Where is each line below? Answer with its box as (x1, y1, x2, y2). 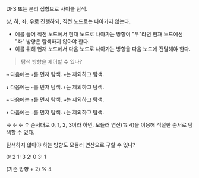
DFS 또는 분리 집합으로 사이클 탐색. (6, 5, 88, 12)
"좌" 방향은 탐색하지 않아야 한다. (14, 38, 90, 45)
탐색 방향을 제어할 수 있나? (20, 58, 83, 65)
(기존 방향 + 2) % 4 (6, 165, 52, 173)
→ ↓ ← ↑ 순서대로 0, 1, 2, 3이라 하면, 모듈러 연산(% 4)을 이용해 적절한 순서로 (6, 121, 187, 128)
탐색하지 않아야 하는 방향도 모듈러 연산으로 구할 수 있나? (6, 142, 135, 148)
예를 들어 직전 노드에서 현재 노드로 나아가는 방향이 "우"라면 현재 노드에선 (14, 30, 183, 38)
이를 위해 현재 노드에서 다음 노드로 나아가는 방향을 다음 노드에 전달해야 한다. (14, 45, 191, 52)
